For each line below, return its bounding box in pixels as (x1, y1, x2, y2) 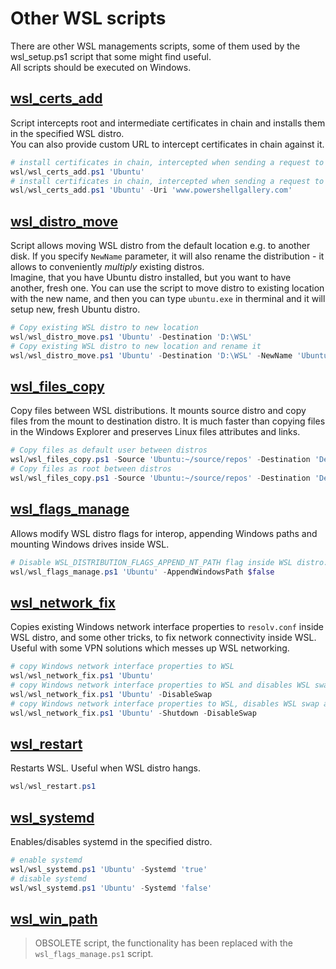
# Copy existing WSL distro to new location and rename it (10, 341, 262, 351)
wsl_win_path (10, 910, 98, 927)
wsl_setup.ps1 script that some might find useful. (10, 50, 212, 62)
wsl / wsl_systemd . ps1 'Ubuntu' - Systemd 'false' (10, 883, 213, 893)
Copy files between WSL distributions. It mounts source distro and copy (10, 405, 307, 417)
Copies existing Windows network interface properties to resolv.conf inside (10, 621, 325, 633)
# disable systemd (10, 873, 87, 884)
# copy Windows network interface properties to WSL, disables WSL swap (10, 698, 320, 709)
